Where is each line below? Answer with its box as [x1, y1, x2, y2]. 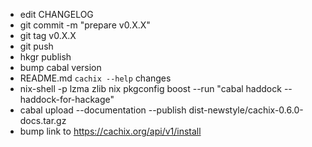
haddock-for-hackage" [19, 94, 115, 105]
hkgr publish [19, 51, 72, 63]
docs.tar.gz [19, 115, 67, 126]
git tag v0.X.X [19, 30, 77, 41]
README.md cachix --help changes [19, 72, 172, 84]
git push [19, 40, 54, 52]
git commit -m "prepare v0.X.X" [19, 19, 151, 31]
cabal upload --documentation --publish [19, 104, 187, 116]
